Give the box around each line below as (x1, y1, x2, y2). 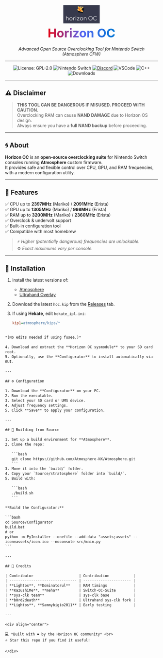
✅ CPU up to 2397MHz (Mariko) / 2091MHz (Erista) (5, 201, 109, 207)
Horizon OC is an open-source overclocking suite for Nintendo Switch (5, 154, 147, 160)
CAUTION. (16, 107, 39, 113)
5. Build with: (5, 476, 36, 481)
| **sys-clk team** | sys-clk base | (5, 593, 136, 598)
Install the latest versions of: (12, 277, 69, 283)
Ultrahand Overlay (19, 292, 56, 298)
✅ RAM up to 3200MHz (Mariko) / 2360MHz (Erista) (5, 212, 111, 218)
